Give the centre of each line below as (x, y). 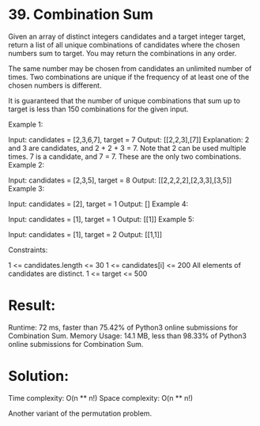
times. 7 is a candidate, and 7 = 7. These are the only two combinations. (125, 156)
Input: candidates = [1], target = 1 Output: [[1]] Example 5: (102, 219)
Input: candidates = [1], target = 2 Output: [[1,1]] (85, 234)
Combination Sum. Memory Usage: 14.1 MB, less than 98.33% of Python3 (128, 336)
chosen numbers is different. (55, 85)
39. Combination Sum (81, 15)
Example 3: (26, 188)
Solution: (39, 376)
